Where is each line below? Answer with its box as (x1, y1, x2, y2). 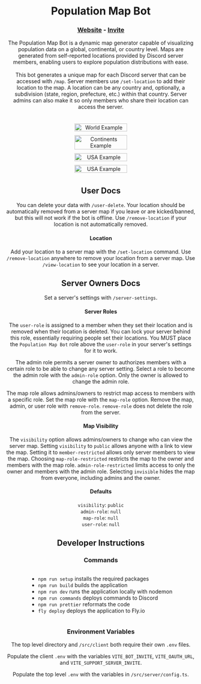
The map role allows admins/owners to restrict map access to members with (6, 390, 196, 397)
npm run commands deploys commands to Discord (38, 594, 158, 602)
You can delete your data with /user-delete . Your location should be (16, 202, 185, 209)
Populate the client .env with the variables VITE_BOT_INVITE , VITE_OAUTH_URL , (7, 652, 195, 660)
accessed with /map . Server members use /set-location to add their (16, 78, 185, 85)
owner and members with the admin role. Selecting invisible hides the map (7, 468, 195, 475)
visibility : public (77, 501, 124, 508)
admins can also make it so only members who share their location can (13, 97, 189, 104)
